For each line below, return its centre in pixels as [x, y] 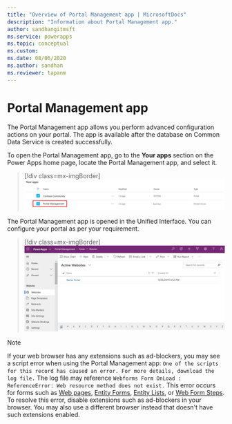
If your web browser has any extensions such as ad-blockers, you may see [114, 356]
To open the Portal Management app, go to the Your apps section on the [110, 155]
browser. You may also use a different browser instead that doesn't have [110, 407]
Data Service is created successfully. [60, 142]
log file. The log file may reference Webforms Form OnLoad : [94, 378]
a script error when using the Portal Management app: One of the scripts [113, 363]
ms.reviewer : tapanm [37, 73]
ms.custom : [23, 51]
